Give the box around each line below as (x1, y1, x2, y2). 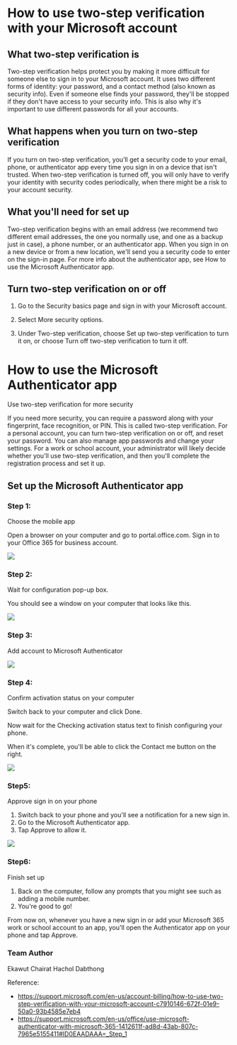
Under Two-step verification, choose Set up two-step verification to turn (17, 329, 229, 338)
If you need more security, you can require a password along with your (7, 414, 214, 423)
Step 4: (7, 678, 33, 687)
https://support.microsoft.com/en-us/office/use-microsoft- (17, 1014, 190, 1023)
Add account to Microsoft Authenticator (7, 646, 123, 655)
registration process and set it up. (7, 459, 106, 468)
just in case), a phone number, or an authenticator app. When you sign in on (7, 240, 229, 248)
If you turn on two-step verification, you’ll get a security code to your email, (7, 155, 228, 164)
